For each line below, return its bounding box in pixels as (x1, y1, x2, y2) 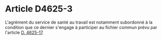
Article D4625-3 (5, 3, 73, 14)
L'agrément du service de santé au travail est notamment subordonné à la (5, 19, 153, 25)
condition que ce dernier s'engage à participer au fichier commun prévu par (5, 24, 158, 30)
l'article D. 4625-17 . (5, 29, 44, 35)
